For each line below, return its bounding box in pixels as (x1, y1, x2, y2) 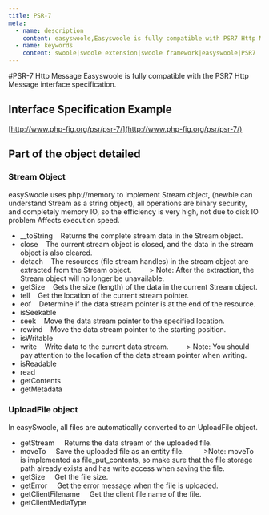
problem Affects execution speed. (8, 215, 120, 225)
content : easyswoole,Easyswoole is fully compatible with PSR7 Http (22, 34, 256, 43)
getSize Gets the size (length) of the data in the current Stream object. (19, 282, 258, 291)
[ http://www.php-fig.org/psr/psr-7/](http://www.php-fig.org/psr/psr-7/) (8, 124, 243, 133)
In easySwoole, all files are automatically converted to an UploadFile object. (8, 422, 258, 432)
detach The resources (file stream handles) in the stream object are (19, 256, 249, 266)
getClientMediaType (19, 497, 86, 507)
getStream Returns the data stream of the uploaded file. (19, 438, 212, 448)
